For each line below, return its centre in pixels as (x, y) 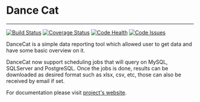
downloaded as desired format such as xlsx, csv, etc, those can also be (94, 75)
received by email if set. (35, 81)
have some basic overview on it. (46, 50)
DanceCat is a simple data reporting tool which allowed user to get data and (99, 44)
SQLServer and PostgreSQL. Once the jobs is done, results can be (87, 68)
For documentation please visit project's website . (66, 92)
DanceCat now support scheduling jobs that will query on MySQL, (87, 62)
